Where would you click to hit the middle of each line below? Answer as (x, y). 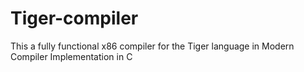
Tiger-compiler (74, 18)
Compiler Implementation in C (71, 56)
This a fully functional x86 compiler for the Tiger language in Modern (152, 46)
